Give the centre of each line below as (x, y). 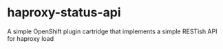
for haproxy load (31, 38)
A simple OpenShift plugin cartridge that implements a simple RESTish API (112, 31)
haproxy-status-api (64, 13)
